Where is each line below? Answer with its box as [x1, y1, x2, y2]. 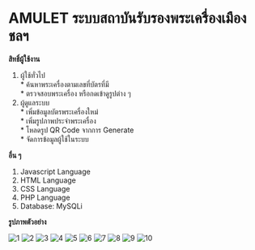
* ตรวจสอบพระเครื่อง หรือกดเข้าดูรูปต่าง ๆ [19, 88, 131, 98]
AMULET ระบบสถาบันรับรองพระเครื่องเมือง [8, 9, 247, 28]
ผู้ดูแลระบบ [19, 97, 50, 107]
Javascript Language [19, 166, 91, 176]
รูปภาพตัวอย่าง [8, 217, 47, 226]
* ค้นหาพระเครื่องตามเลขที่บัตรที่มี [19, 79, 109, 89]
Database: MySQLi [19, 200, 83, 211]
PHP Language [19, 192, 70, 202]
